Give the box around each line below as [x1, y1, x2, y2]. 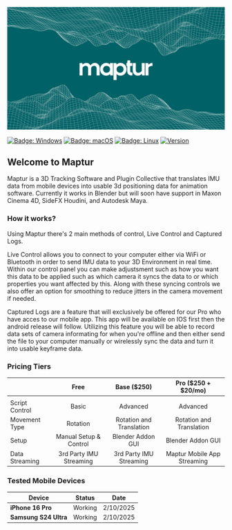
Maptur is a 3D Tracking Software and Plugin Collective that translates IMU [7, 175, 220, 183]
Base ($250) [115, 382, 153, 391]
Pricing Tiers [7, 362, 52, 371]
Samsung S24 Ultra [10, 513, 68, 522]
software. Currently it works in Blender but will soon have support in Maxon [7, 189, 222, 197]
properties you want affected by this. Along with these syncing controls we [7, 279, 221, 288]
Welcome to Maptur [7, 156, 95, 168]
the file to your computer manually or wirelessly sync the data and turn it [7, 337, 214, 345]
